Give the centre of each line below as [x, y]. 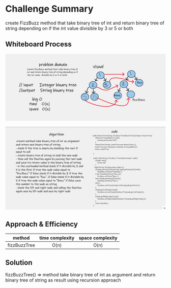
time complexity [57, 238]
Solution [19, 262]
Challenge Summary [49, 9]
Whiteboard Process [39, 44]
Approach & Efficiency [41, 224]
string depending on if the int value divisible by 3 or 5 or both [69, 28]
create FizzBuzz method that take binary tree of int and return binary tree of [85, 23]
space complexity [98, 238]
